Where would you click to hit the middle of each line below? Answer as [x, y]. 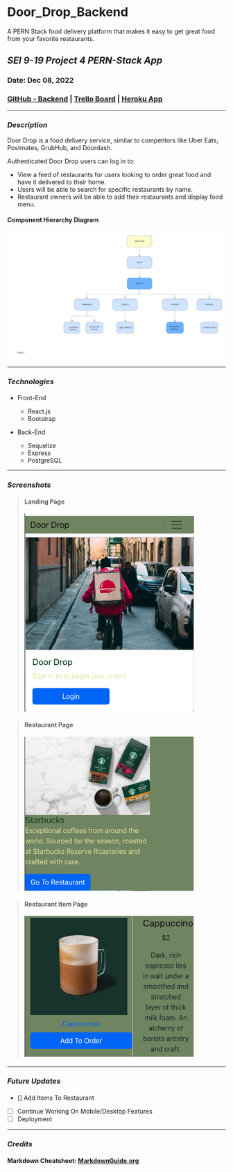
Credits [20, 1144]
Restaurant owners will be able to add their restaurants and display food [120, 197]
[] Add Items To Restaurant [56, 1098]
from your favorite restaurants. [51, 38]
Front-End [32, 398]
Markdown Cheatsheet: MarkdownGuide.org [73, 1160]
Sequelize [42, 446]
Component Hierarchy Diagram [53, 220]
